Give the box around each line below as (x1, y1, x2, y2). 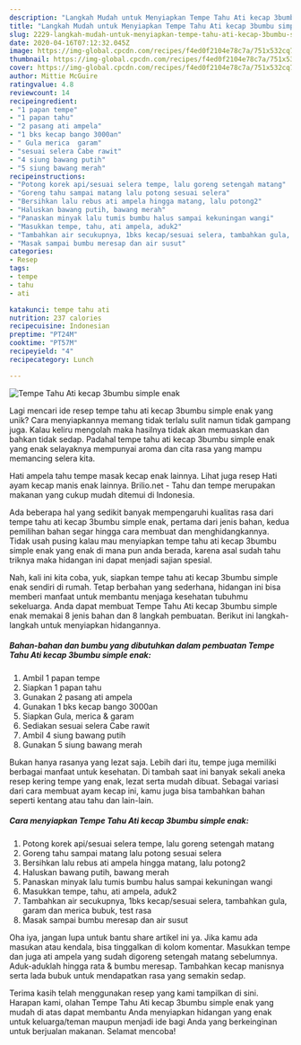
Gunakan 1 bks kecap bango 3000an (21, 701, 159, 712)
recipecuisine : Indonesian (9, 322, 110, 331)
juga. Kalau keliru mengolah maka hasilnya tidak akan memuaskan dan (9, 424, 270, 435)
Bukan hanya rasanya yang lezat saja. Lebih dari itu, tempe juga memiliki (9, 757, 277, 767)
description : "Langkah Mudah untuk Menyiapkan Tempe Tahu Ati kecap (9, 13, 271, 22)
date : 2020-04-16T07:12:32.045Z (9, 38, 130, 48)
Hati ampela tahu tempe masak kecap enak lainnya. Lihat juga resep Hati (9, 470, 278, 481)
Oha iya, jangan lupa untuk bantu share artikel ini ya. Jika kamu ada (9, 932, 258, 943)
